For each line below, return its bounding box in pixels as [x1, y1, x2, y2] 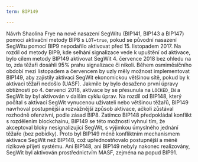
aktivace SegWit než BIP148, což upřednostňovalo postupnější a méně [6, 136, 178, 143]
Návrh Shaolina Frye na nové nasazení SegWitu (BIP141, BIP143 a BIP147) [6, 30, 184, 37]
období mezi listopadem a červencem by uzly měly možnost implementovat [6, 67, 190, 74]
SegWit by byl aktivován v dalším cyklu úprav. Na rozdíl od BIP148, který [6, 92, 182, 100]
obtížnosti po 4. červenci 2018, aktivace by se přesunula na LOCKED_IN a [6, 86, 180, 93]
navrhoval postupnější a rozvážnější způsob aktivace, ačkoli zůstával [6, 105, 174, 112]
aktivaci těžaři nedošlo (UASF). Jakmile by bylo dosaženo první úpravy [6, 80, 178, 87]
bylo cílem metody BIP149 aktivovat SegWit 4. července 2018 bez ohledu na [6, 55, 191, 62]
